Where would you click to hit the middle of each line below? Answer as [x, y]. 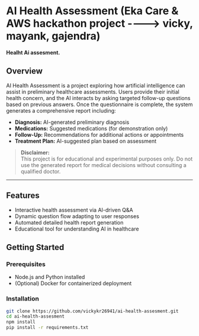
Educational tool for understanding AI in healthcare [77, 229]
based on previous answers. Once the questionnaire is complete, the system [99, 104]
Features [23, 196]
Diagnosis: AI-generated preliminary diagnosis [72, 122]
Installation [23, 299]
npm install [21, 322]
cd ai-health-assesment [36, 316]
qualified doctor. [41, 171]
